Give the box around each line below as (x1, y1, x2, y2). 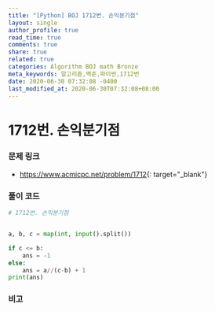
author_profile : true (8, 26, 79, 34)
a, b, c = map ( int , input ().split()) (8, 230, 132, 239)
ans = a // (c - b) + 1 (22, 266, 86, 274)
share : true (8, 48, 47, 56)
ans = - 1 (22, 251, 51, 260)
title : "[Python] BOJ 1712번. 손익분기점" (8, 11, 140, 20)
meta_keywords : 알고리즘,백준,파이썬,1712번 (8, 70, 140, 78)
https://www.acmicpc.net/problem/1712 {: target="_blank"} (19, 169, 208, 179)
